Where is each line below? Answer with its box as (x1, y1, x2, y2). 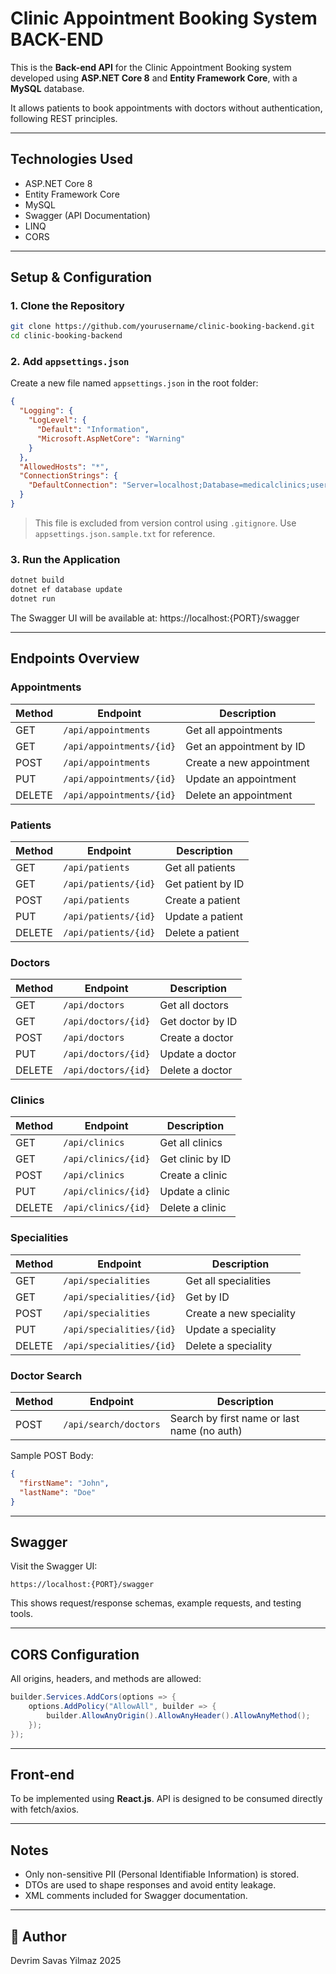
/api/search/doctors (63, 1419, 161, 1431)
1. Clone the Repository (10, 299, 125, 313)
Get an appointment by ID (185, 739, 306, 753)
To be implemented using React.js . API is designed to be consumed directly (10, 1793, 323, 1805)
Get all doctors (159, 998, 229, 1012)
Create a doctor (159, 1031, 234, 1045)
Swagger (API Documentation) (24, 209, 151, 221)
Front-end (10, 1766, 75, 1783)
